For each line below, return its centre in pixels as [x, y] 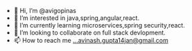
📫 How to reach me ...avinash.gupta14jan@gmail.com [91, 40]
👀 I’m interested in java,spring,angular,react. [77, 18]
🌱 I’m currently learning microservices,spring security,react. [99, 25]
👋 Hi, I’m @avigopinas [45, 11]
